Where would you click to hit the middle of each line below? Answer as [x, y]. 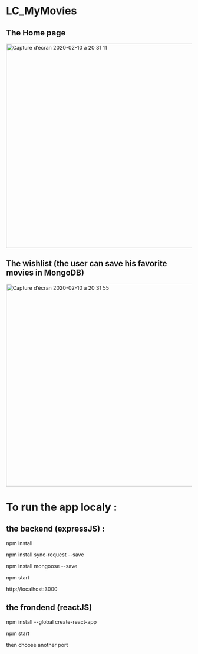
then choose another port [37, 645]
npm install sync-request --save [45, 555]
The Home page [36, 33]
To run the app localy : [62, 507]
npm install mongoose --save [42, 566]
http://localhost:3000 [32, 589]
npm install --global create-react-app [52, 621]
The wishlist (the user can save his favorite [87, 263]
